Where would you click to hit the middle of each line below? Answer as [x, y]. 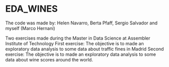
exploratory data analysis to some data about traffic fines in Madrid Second [85, 49]
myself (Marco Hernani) [30, 28]
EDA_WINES [31, 9]
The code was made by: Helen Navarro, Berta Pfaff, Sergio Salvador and [81, 23]
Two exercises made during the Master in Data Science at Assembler [78, 38]
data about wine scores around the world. [49, 59]
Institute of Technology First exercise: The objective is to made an [75, 43]
